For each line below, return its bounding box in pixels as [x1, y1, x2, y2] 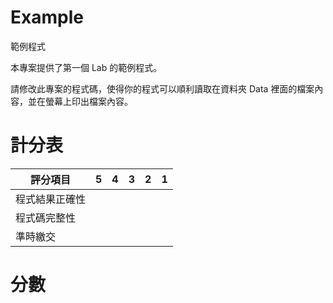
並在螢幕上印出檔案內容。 [27, 95, 133, 107]
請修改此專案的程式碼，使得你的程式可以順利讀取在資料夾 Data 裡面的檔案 [10, 82, 315, 95]
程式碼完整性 [15, 211, 77, 225]
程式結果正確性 [15, 192, 87, 206]
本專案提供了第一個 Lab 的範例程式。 [10, 61, 163, 73]
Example [10, 6, 84, 29]
